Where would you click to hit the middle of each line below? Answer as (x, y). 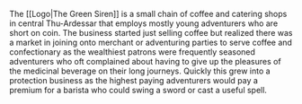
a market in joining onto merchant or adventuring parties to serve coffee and (151, 42)
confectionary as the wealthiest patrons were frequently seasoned (133, 52)
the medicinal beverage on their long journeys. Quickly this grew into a (140, 71)
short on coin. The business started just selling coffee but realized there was (151, 33)
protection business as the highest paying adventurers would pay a (134, 80)
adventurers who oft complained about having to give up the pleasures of (145, 61)
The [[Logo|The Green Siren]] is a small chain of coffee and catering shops (148, 14)
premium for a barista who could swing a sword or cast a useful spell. (138, 90)
